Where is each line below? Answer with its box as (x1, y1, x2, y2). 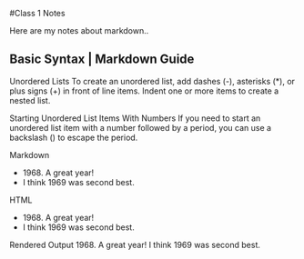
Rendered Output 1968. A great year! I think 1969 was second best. (9, 239, 261, 250)
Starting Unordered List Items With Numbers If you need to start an (9, 113, 261, 124)
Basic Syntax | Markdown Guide (9, 52, 195, 67)
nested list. (9, 95, 51, 105)
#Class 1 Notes (9, 8, 66, 18)
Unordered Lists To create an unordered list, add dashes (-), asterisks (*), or (9, 75, 296, 86)
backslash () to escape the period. (9, 132, 138, 143)
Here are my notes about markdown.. (9, 25, 149, 35)
